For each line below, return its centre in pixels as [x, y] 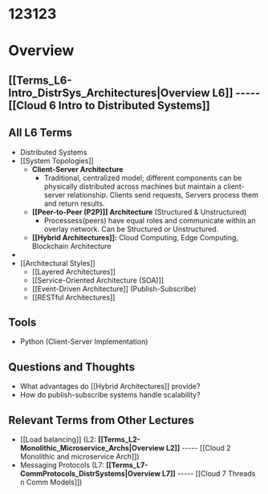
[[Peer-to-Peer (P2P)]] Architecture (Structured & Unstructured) [139, 212]
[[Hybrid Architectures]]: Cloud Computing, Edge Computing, [135, 237]
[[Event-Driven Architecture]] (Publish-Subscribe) [114, 288]
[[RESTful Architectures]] [73, 297]
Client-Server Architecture [77, 169]
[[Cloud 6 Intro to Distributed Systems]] [109, 105]
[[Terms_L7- [127, 465]
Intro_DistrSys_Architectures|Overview [109, 93]
